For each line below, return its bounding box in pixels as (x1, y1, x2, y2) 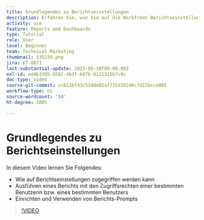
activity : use (6, 20, 42, 26)
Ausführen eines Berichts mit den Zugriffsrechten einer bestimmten (15, 182, 184, 189)
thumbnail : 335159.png (6, 54, 64, 60)
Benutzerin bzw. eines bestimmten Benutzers (15, 188, 129, 196)
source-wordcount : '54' (6, 94, 67, 100)
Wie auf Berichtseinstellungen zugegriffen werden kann (15, 176, 155, 183)
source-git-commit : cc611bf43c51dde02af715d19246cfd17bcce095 (6, 83, 167, 89)
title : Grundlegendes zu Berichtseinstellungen (6, 9, 129, 15)
